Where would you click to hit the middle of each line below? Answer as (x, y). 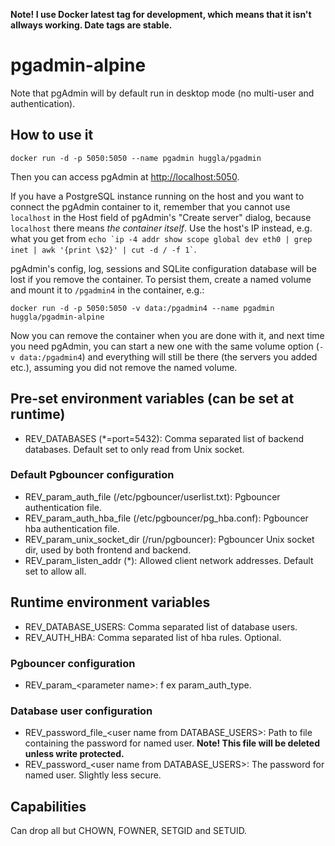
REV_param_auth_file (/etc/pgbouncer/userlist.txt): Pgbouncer (152, 496)
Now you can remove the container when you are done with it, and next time (167, 335)
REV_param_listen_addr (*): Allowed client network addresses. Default (169, 560)
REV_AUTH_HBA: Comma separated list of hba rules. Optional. (153, 637)
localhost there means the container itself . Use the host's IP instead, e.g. (161, 228)
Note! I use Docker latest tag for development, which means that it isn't (161, 14)
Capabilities (48, 806)
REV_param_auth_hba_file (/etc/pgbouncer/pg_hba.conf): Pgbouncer (166, 518)
